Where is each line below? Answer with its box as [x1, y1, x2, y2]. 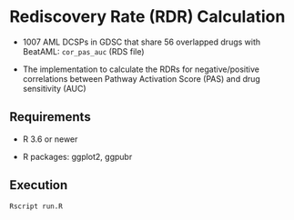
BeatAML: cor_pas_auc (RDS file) [22, 45, 145, 56]
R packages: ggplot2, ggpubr [22, 151, 133, 162]
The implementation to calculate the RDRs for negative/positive [22, 64, 259, 75]
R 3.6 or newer [22, 134, 78, 145]
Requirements [9, 109, 91, 125]
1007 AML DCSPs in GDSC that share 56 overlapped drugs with [22, 36, 261, 47]
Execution [9, 177, 68, 193]
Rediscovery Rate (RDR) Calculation [9, 6, 286, 27]
